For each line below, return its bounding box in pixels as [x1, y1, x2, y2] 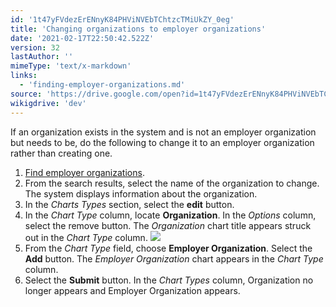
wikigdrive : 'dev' [10, 98, 87, 108]
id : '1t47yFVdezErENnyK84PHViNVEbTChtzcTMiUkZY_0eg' [10, 14, 235, 25]
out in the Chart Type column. [24, 231, 148, 243]
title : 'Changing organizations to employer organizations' [10, 24, 267, 34]
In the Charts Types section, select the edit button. [24, 198, 235, 210]
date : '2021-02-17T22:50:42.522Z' [10, 33, 155, 43]
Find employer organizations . [24, 166, 145, 178]
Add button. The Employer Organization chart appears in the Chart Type [24, 252, 324, 265]
